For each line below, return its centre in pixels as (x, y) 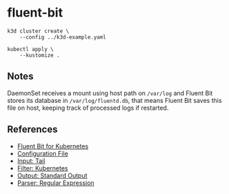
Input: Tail (31, 161)
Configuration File (43, 153)
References (32, 129)
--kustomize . (40, 55)
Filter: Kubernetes (42, 168)
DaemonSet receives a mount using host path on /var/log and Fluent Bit (110, 93)
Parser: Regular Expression (56, 183)
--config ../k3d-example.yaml (63, 37)
